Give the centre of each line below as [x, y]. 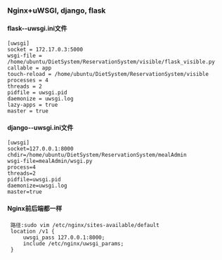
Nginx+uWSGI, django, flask [57, 11]
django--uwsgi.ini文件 [40, 127]
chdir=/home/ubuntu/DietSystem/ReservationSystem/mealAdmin [97, 155]
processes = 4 [28, 80]
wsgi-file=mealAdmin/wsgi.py [50, 161]
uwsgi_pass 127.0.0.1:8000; [64, 238]
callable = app [30, 68]
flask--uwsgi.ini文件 [37, 28]
